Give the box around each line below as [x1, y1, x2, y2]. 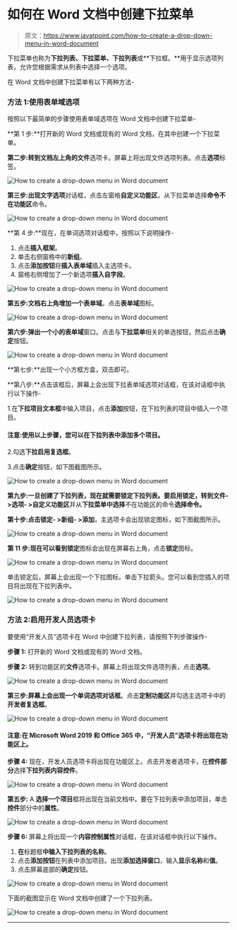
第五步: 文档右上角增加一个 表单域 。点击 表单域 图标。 [7, 299, 158, 308]
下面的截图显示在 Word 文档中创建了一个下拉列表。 [7, 893, 157, 902]
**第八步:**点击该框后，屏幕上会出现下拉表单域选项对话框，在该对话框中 [7, 380, 220, 389]
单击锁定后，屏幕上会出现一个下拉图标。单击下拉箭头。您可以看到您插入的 [7, 573, 224, 581]
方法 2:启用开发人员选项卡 [7, 615, 96, 625]
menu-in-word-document [24, 39, 99, 47]
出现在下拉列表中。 [19, 582, 75, 590]
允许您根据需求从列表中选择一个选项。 [19, 62, 131, 71]
